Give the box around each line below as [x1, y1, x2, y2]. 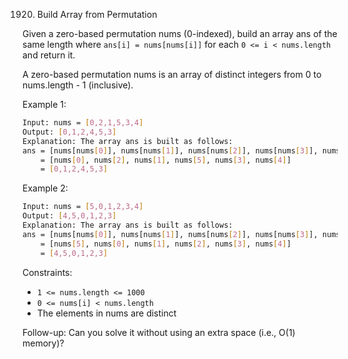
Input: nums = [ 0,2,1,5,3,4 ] [22, 118, 144, 128]
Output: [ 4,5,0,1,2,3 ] [22, 211, 117, 221]
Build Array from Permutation [36, 9, 158, 20]
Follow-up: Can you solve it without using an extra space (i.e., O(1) [22, 326, 296, 338]
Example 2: [22, 182, 69, 194]
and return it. [22, 49, 76, 61]
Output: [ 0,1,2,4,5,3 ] [22, 127, 117, 137]
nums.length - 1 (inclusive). [22, 79, 134, 91]
